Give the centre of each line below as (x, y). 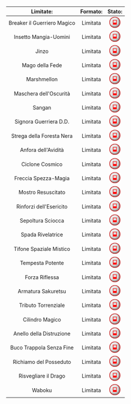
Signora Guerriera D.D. (42, 122)
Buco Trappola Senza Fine (42, 347)
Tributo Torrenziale (42, 305)
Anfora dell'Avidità (42, 150)
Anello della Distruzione (42, 334)
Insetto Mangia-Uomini (42, 37)
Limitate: (42, 11)
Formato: (91, 11)
